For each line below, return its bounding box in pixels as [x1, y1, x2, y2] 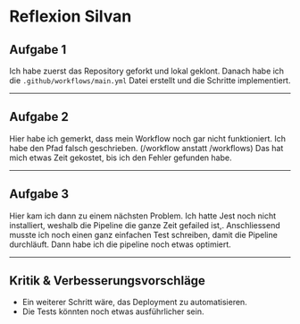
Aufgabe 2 [9, 109, 70, 124]
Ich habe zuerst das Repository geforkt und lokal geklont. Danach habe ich [9, 65, 284, 76]
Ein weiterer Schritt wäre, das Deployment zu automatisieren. [21, 297, 247, 308]
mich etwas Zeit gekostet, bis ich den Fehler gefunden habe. [9, 152, 232, 163]
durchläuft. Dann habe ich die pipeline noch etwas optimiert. [9, 239, 232, 250]
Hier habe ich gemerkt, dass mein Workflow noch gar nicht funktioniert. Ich [9, 132, 287, 144]
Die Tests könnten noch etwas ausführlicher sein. [21, 306, 204, 317]
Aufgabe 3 [9, 186, 70, 202]
